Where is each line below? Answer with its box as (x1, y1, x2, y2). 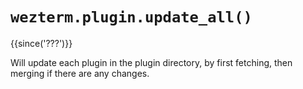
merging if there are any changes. (10, 67, 150, 79)
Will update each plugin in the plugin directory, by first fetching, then (10, 56, 293, 68)
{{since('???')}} (10, 37, 73, 49)
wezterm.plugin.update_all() (10, 8, 253, 27)
